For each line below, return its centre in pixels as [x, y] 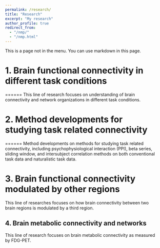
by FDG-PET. [18, 240]
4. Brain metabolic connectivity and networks [76, 223]
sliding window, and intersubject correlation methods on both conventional [80, 154]
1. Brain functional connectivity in [74, 71]
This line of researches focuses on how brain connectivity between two [77, 203]
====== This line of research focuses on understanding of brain [70, 94]
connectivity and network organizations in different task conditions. [73, 100]
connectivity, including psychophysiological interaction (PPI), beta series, [79, 148]
